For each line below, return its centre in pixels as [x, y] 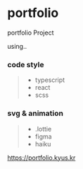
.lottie [43, 129]
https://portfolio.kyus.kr [41, 158]
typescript [50, 80]
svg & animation [35, 113]
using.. [17, 46]
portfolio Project [31, 33]
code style [26, 64]
